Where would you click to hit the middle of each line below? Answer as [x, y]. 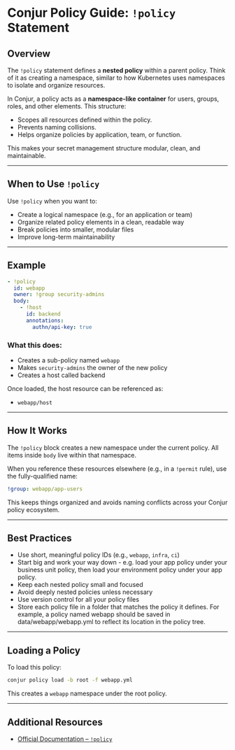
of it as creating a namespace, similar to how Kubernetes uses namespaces [116, 78]
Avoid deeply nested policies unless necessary [85, 592]
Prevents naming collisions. [57, 127]
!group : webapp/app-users [45, 489]
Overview [29, 54]
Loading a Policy [44, 650]
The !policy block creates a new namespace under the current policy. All [113, 447]
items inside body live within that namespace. [72, 455]
